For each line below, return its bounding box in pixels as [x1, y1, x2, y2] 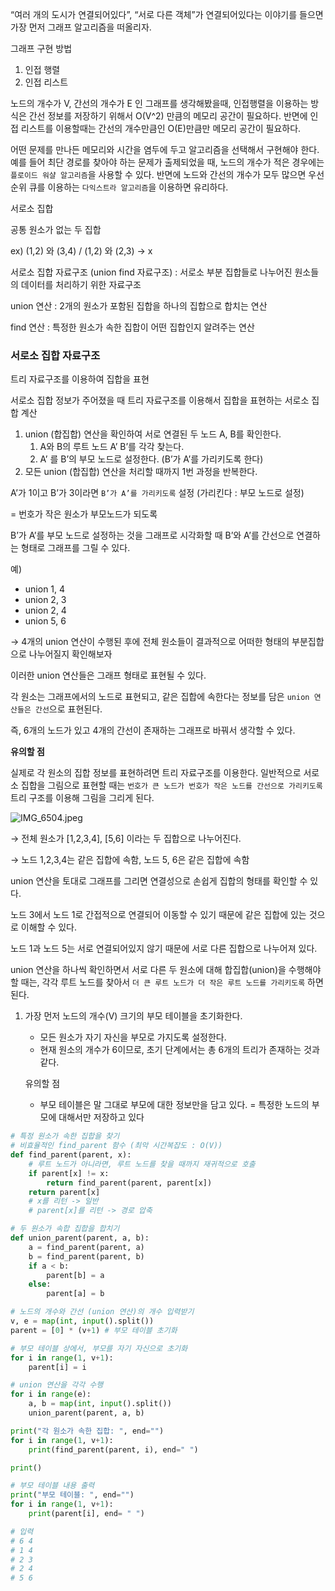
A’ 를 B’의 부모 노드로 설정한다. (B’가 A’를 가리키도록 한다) [39, 453, 264, 465]
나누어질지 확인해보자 [28, 648, 113, 660]
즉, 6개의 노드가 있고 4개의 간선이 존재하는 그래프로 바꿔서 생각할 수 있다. [10, 724, 296, 737]
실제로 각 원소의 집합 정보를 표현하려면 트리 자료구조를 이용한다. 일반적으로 [10, 767, 302, 779]
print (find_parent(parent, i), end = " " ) [28, 1444, 199, 1455]
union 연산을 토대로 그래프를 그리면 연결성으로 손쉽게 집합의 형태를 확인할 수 [10, 875, 308, 887]
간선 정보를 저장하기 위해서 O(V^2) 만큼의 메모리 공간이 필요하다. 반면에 [28, 110, 308, 122]
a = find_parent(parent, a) [28, 1242, 145, 1252]
